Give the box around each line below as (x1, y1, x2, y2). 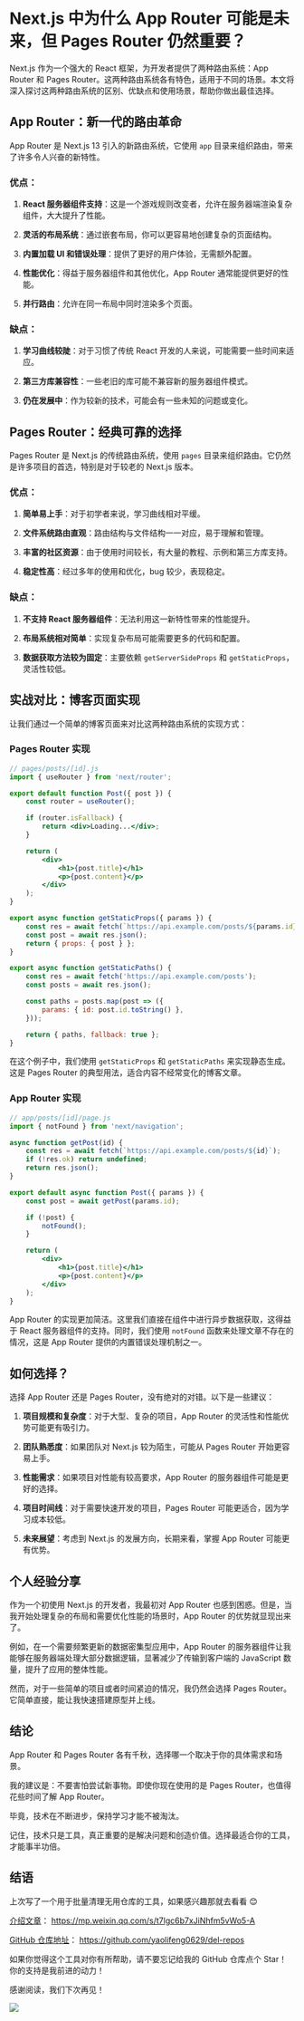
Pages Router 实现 (9, 743, 90, 755)
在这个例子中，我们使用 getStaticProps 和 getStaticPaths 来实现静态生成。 (9, 1056, 291, 1067)
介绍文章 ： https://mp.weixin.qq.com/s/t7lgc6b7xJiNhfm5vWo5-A (9, 1915, 256, 1926)
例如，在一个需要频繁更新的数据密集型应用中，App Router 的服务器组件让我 (9, 1641, 292, 1652)
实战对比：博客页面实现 (9, 692, 140, 707)
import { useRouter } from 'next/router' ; (9, 772, 172, 782)
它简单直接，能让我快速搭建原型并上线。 (9, 1695, 160, 1706)
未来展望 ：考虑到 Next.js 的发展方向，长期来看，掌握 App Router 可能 (22, 1533, 282, 1545)
